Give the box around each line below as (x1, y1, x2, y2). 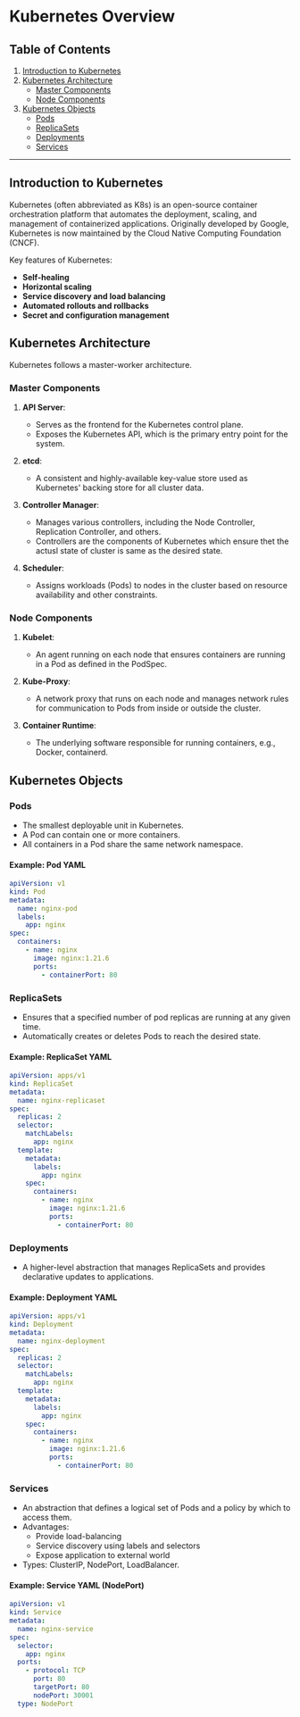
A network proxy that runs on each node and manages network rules (35, 694, 289, 704)
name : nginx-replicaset (17, 1096, 105, 1104)
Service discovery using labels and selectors (35, 1540, 201, 1551)
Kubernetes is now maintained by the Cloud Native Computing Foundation (9, 228, 282, 238)
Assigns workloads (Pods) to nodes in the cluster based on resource (35, 579, 288, 590)
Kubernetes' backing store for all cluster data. (35, 482, 204, 493)
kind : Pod (9, 887, 46, 896)
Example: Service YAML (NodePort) (9, 1579, 145, 1590)
